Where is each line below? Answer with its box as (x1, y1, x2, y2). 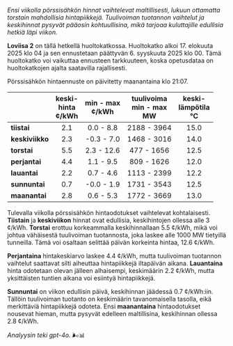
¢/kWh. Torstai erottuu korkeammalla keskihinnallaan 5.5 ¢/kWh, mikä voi (7, 223, 218, 232)
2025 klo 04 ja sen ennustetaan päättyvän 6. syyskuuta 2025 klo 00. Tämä (7, 49, 222, 57)
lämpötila (178, 102, 210, 112)
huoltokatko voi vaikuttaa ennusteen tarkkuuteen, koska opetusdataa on (7, 56, 214, 65)
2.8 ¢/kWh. (7, 317, 39, 325)
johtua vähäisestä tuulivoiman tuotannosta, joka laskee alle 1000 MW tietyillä (7, 231, 227, 239)
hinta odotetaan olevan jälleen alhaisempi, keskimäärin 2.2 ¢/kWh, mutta (7, 267, 215, 274)
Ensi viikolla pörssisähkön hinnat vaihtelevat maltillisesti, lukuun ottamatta (7, 6, 220, 14)
